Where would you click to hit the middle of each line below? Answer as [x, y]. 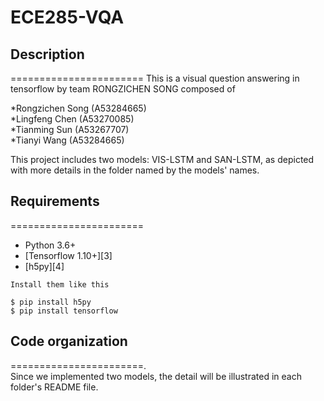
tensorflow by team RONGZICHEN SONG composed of [123, 89]
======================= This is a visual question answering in [155, 78]
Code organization [69, 341]
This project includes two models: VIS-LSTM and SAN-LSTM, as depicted [162, 159]
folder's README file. [54, 387]
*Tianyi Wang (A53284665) [67, 140]
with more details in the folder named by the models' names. [135, 170]
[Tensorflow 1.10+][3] [68, 255]
